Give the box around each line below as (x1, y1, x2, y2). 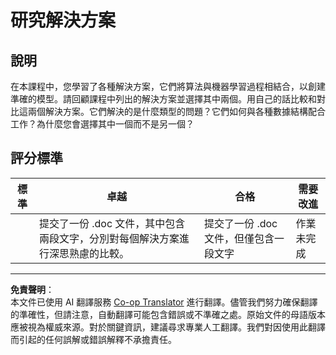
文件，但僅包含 (204, 231, 275, 245)
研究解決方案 (10, 9, 117, 32)
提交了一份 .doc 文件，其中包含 (38, 216, 186, 230)
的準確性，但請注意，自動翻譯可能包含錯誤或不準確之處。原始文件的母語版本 (10, 308, 326, 320)
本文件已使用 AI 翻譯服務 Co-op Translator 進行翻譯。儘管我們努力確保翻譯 (10, 296, 318, 308)
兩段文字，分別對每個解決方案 (38, 231, 180, 245)
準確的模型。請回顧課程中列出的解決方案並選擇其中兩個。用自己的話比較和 (10, 93, 317, 105)
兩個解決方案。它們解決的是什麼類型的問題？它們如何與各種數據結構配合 (27, 106, 326, 117)
